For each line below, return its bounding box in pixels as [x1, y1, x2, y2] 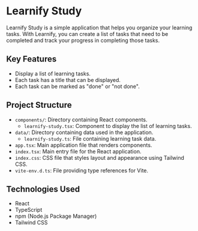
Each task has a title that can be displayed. [14, 76, 121, 83]
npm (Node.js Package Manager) [14, 212, 97, 220]
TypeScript [14, 206, 43, 214]
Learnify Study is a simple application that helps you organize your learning [6, 24, 193, 31]
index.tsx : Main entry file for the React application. [14, 148, 142, 155]
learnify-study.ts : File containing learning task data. [23, 135, 157, 142]
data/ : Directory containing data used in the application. [14, 129, 154, 136]
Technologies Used [6, 184, 80, 194]
